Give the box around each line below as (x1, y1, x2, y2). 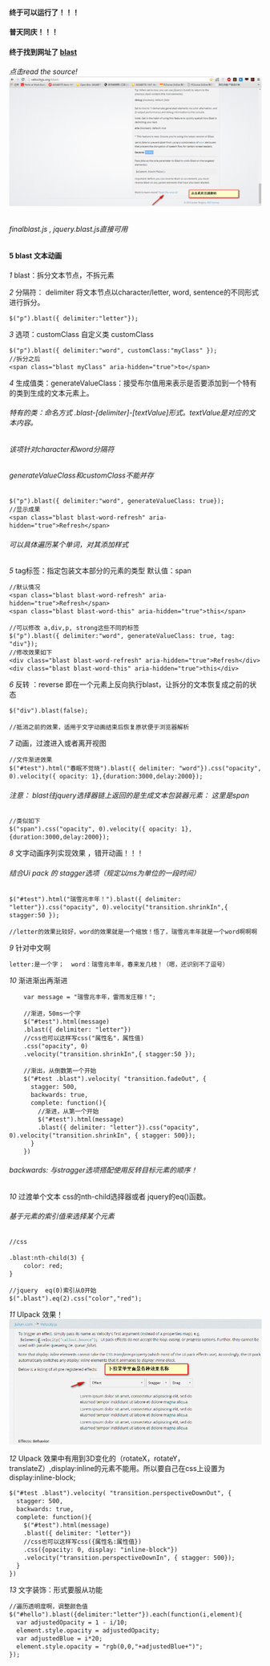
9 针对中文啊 (9, 943, 51, 953)
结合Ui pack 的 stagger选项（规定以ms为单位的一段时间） (9, 868, 201, 878)
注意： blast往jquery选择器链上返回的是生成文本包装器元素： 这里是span (9, 790, 249, 800)
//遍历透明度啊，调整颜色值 (9, 1602, 89, 1611)
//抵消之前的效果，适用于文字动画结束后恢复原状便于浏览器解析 (9, 723, 190, 732)
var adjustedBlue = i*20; (16, 1634, 103, 1643)
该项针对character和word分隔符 (9, 444, 115, 453)
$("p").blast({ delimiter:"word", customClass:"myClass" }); (9, 346, 218, 355)
